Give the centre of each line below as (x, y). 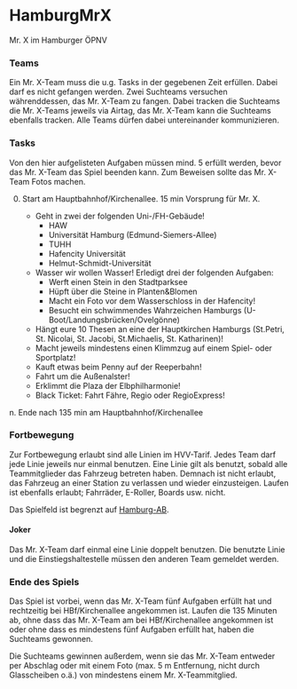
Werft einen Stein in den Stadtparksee (118, 281)
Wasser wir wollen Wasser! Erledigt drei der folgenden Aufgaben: (154, 273)
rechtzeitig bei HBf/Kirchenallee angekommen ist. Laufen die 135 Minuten (143, 611)
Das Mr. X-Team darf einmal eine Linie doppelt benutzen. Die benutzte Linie (147, 550)
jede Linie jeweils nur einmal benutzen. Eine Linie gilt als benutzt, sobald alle (148, 463)
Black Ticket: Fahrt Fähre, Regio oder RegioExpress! (130, 395)
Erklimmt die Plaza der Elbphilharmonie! (108, 385)
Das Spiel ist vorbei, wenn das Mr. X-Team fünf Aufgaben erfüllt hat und (141, 601)
